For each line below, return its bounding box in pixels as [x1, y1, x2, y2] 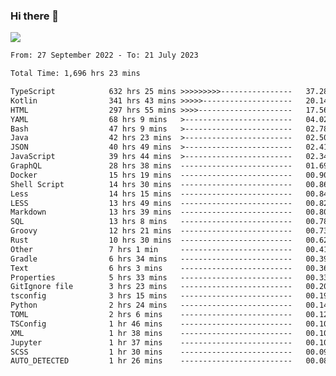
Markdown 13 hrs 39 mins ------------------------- [10, 207, 293, 218]
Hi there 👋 [10, 9, 60, 23]
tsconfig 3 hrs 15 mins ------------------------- [10, 291, 293, 301]
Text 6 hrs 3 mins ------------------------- [10, 263, 293, 273]
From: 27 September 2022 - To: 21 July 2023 [10, 50, 199, 61]
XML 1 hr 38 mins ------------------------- [10, 328, 293, 338]
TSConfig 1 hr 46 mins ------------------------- [10, 319, 293, 329]
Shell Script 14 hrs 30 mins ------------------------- [10, 179, 293, 189]
